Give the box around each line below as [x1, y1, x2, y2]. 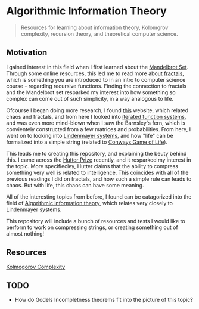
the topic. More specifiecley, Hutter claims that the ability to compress [6, 162, 179, 169]
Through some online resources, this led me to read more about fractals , [6, 70, 185, 77]
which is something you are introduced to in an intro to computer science [6, 76, 186, 83]
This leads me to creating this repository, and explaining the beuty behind [6, 150, 187, 157]
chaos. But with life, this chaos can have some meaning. [6, 181, 144, 189]
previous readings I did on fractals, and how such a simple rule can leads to [6, 175, 192, 183]
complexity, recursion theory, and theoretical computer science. [20, 30, 178, 37]
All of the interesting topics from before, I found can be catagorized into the [6, 193, 192, 200]
